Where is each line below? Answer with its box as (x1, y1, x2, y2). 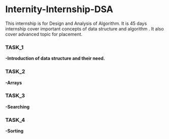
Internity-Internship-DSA (5, 4, 113, 15)
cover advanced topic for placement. (5, 31, 83, 37)
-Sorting (5, 128, 24, 134)
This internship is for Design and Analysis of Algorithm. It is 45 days (5, 20, 147, 26)
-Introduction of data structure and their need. (5, 55, 106, 61)
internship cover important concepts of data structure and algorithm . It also (5, 25, 164, 31)
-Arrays (5, 80, 22, 86)
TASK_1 (5, 44, 24, 51)
